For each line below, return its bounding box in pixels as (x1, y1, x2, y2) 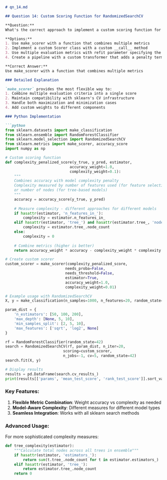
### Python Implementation (5, 114, 61, 119)
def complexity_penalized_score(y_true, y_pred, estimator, (5, 160, 133, 164)
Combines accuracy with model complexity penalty (14, 178, 119, 183)
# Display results (5, 367, 43, 372)
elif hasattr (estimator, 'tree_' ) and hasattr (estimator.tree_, (14, 220, 150, 225)
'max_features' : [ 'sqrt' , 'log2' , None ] (14, 325, 99, 331)
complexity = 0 (23, 234, 55, 239)
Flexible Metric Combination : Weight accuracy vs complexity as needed (12, 399, 162, 405)
